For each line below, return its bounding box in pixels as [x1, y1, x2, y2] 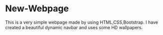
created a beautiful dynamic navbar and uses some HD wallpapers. [5, 24, 143, 30]
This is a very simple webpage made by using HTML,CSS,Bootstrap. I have [5, 19, 158, 25]
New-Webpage [5, 3, 69, 14]
